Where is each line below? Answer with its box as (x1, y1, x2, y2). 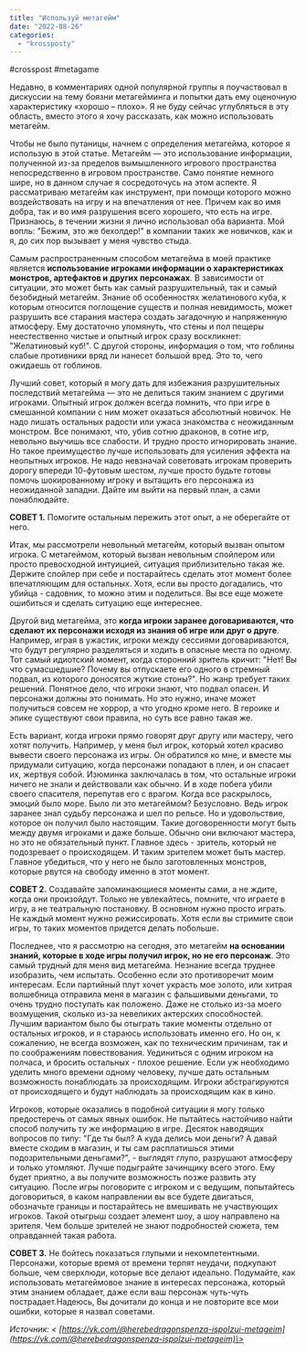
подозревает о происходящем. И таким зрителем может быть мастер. (9, 847, 286, 858)
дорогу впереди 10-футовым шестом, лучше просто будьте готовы (9, 465, 271, 476)
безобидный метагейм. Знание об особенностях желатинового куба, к (9, 292, 287, 303)
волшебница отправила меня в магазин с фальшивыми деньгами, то (9, 989, 279, 1000)
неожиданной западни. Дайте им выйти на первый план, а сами (9, 485, 260, 495)
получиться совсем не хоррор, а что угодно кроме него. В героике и (9, 703, 280, 714)
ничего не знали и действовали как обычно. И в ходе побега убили (9, 779, 272, 790)
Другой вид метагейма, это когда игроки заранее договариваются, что (9, 615, 294, 626)
